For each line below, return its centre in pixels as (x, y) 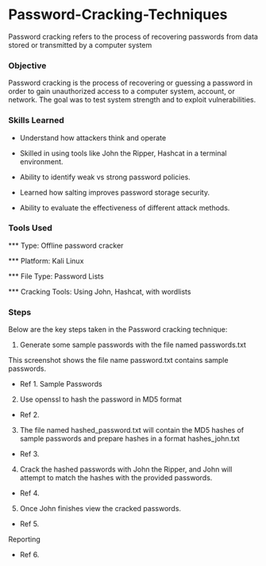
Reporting (25, 539)
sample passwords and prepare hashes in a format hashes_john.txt (129, 439)
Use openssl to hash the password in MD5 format (101, 399)
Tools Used (31, 228)
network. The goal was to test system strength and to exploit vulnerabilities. (132, 100)
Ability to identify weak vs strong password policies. (105, 177)
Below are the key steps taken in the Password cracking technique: (118, 329)
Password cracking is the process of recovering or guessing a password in (131, 83)
